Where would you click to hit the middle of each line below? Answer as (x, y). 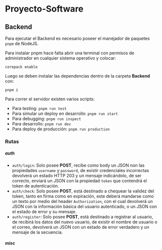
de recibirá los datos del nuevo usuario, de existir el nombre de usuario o (85, 222)
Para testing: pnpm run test (39, 108)
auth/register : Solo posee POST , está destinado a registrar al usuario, (82, 217)
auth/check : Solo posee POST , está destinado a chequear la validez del (83, 191)
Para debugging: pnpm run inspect (46, 119)
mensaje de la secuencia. (37, 232)
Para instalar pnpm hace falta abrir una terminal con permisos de (70, 53)
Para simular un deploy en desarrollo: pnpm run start (65, 113)
